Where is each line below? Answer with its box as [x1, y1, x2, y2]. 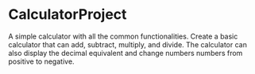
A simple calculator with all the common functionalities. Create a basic [8, 31, 238, 41]
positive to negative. [8, 57, 75, 66]
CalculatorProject [8, 6, 127, 24]
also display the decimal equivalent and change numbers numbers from [8, 48, 243, 57]
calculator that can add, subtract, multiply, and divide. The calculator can [8, 39, 248, 49]
